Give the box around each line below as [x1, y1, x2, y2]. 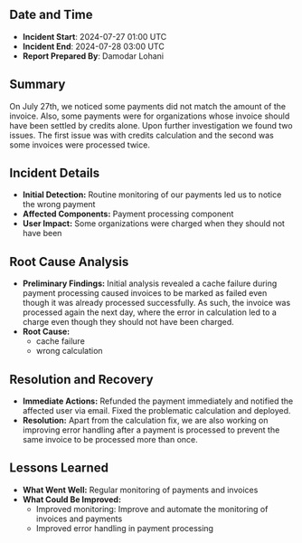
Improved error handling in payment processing [35, 522, 214, 533]
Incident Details [9, 166, 100, 181]
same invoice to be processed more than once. [22, 434, 198, 445]
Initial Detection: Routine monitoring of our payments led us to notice [22, 189, 282, 200]
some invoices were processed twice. [9, 139, 151, 150]
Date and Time [9, 7, 93, 23]
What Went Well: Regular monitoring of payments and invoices [22, 484, 259, 495]
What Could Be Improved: [22, 493, 122, 505]
